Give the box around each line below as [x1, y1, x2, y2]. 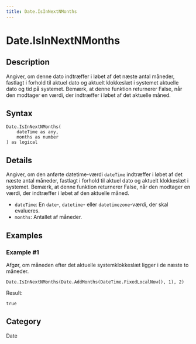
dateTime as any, [16, 129, 59, 135]
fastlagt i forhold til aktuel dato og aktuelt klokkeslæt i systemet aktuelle [6, 79, 179, 86]
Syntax [6, 109, 33, 119]
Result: [6, 289, 23, 296]
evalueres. [14, 207, 40, 214]
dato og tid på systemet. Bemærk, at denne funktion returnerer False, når [6, 85, 183, 92]
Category [6, 316, 42, 326]
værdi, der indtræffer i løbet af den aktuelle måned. [6, 190, 130, 197]
